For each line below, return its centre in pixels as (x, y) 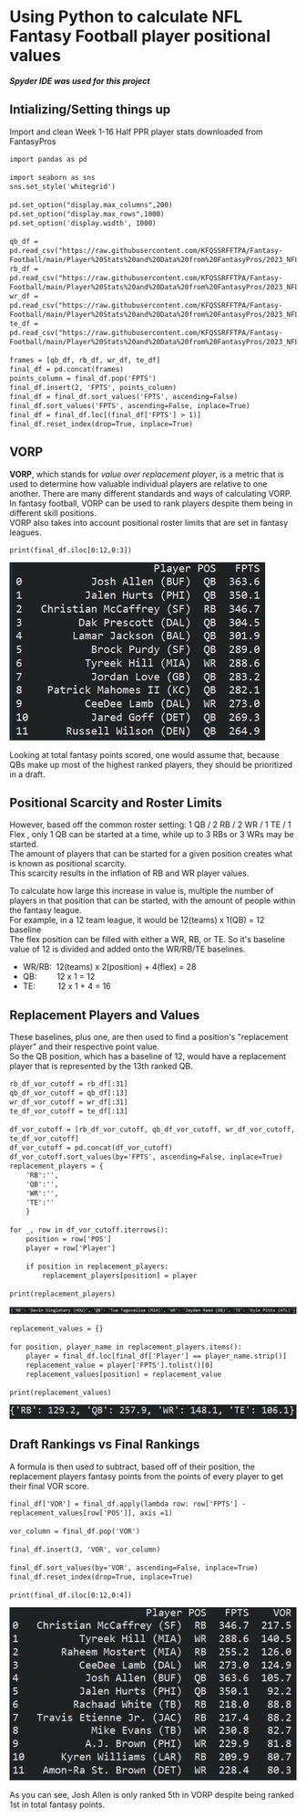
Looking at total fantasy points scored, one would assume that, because (145, 754)
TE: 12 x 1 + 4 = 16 (66, 986)
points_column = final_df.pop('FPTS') (83, 378)
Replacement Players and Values (105, 1015)
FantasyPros (33, 141)
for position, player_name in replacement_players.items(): (126, 1347)
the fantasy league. (46, 910)
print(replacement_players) (63, 1294)
